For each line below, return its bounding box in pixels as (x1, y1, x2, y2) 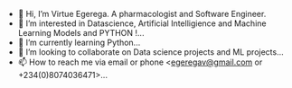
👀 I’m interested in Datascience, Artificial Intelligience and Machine (17, 18, 267, 29)
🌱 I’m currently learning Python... (17, 37, 141, 48)
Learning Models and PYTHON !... (17, 28, 145, 38)
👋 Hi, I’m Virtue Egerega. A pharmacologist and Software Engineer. (17, 9, 267, 19)
